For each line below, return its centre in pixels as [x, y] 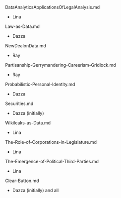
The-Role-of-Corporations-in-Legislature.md [51, 142]
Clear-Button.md [22, 181]
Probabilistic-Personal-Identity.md [40, 84]
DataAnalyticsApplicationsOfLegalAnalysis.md [53, 7]
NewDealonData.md [26, 46]
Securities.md [19, 103]
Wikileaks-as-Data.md [28, 123]
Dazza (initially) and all [35, 190]
